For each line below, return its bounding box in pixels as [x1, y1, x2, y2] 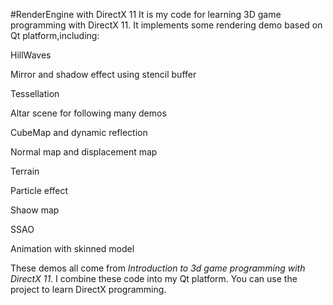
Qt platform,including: [10, 30, 100, 41]
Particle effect [10, 185, 69, 196]
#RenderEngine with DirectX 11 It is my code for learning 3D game [10, 9, 282, 20]
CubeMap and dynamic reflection [10, 127, 148, 138]
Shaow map [10, 204, 60, 216]
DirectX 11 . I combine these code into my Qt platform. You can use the [10, 273, 298, 284]
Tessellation [10, 88, 60, 99]
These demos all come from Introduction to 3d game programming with [10, 262, 306, 274]
